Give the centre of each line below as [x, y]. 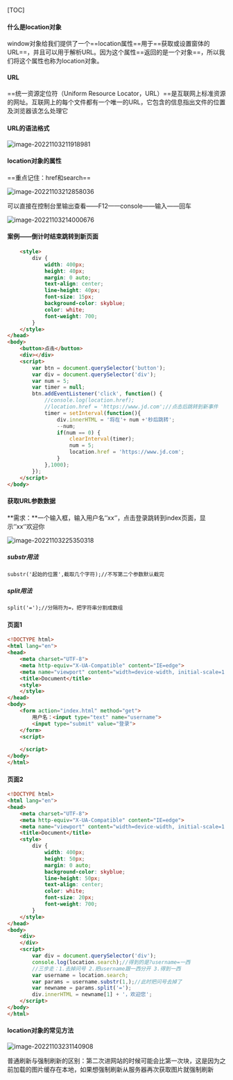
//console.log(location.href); [89, 400]
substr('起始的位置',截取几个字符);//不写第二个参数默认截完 [86, 574]
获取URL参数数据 [32, 500]
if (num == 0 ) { [78, 433]
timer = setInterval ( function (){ [92, 413]
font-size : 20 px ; [69, 898]
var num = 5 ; [51, 381]
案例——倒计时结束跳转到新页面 [53, 236]
